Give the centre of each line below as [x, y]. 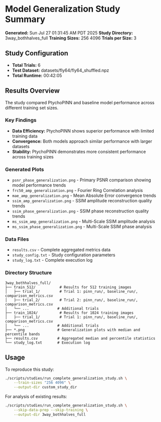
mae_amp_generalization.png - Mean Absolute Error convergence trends [84, 195]
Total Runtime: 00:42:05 [37, 75]
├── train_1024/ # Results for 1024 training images [69, 313]
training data [25, 136]
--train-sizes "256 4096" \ [42, 383]
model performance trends [39, 185]
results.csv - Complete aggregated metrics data [61, 250]
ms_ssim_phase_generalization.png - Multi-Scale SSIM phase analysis [82, 227]
